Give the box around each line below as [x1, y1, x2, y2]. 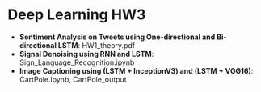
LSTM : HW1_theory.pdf [57, 40, 135, 50]
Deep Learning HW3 [7, 6, 146, 24]
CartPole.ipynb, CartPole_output [19, 74, 127, 84]
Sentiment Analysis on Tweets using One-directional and [19, 32, 216, 42]
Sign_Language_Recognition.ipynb [19, 58, 135, 67]
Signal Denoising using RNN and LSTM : [19, 49, 154, 58]
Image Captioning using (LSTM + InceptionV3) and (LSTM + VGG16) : [19, 66, 254, 75]
